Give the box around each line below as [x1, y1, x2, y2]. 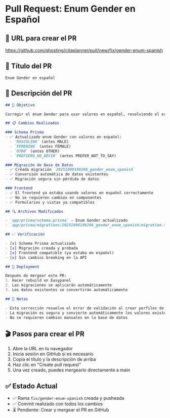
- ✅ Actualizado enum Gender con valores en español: [5, 134, 122, 140]
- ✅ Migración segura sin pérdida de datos [5, 176, 100, 182]
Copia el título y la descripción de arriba [12, 356, 96, 362]
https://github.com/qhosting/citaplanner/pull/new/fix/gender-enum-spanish [5, 48, 163, 53]
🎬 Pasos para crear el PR [5, 330, 84, 338]
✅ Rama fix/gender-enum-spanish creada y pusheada [12, 395, 124, 401]
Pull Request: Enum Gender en [5, 3, 136, 15]
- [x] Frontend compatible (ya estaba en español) [5, 250, 114, 255]
